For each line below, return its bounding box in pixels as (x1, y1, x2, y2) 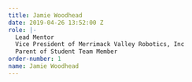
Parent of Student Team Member (15, 48, 118, 55)
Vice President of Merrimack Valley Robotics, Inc (15, 41, 185, 48)
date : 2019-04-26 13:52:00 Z (8, 19, 104, 27)
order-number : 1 (8, 55, 61, 63)
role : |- (8, 26, 37, 34)
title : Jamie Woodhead (8, 11, 83, 20)
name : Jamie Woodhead (8, 62, 79, 70)
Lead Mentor (15, 33, 55, 41)
